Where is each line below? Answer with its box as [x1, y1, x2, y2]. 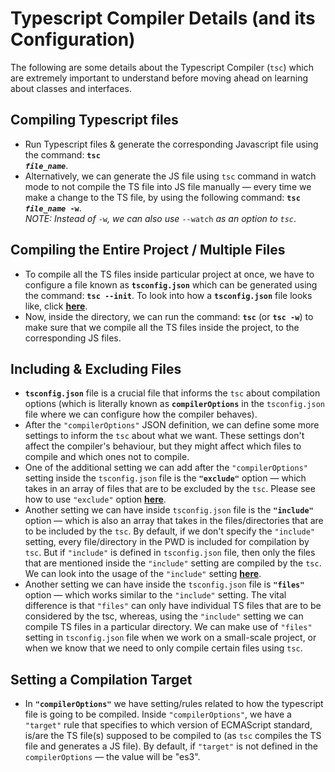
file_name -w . [24, 202, 82, 214]
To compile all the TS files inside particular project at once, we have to [24, 268, 315, 280]
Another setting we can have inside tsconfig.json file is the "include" [24, 504, 314, 516]
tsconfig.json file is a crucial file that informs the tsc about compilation [24, 387, 321, 399]
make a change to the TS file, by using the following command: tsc [24, 191, 301, 203]
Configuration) [10, 28, 136, 51]
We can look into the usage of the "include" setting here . [24, 568, 262, 580]
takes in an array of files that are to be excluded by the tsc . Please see [24, 483, 316, 495]
